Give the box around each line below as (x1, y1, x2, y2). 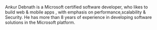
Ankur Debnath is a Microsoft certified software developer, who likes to (5, 4, 148, 10)
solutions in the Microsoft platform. (5, 19, 76, 25)
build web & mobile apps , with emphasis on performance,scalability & (5, 9, 146, 15)
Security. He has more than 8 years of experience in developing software (5, 15, 152, 20)
